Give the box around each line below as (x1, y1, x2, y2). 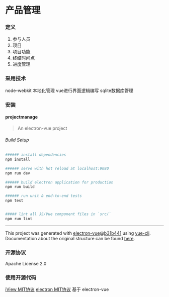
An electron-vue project (17, 125, 67, 131)
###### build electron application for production (5, 179, 114, 185)
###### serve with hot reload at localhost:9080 (5, 166, 109, 171)
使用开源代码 (5, 274, 37, 281)
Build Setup (5, 137, 29, 143)
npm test (5, 198, 24, 204)
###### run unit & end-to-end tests (5, 193, 82, 199)
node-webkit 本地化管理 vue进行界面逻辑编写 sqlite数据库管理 (5, 87, 133, 93)
